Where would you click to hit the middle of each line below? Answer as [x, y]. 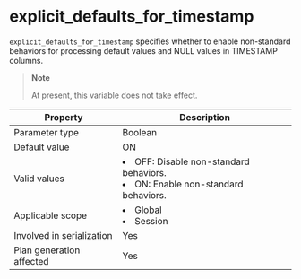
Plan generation [47, 250]
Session [151, 221]
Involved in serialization [64, 235]
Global [148, 210]
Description [205, 117]
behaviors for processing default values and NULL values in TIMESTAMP [143, 50]
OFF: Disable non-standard [192, 161]
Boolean [140, 132]
